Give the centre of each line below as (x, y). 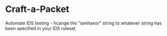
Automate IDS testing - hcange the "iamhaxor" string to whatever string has (83, 23)
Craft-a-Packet (37, 9)
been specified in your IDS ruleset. (41, 28)
